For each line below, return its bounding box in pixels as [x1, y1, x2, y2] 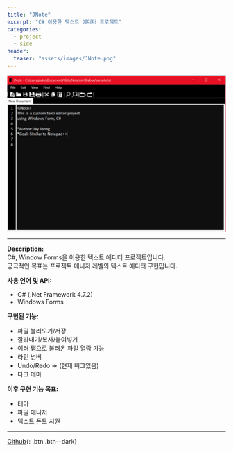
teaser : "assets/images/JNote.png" [13, 55, 116, 62]
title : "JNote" [7, 11, 51, 18]
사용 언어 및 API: [7, 277, 52, 285]
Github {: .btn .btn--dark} [7, 437, 78, 446]
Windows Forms [17, 298, 64, 306]
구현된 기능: [7, 312, 40, 320]
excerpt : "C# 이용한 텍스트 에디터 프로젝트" [7, 18, 122, 26]
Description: [7, 245, 44, 253]
